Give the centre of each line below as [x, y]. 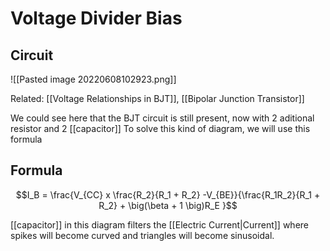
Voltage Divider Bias [96, 18]
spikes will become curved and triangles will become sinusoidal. [142, 235]
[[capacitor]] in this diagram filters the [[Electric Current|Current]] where [160, 224]
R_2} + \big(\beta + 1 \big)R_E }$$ [168, 205]
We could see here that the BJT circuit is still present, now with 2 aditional [162, 118]
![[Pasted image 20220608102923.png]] [93, 79]
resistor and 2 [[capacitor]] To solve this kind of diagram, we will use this [160, 128]
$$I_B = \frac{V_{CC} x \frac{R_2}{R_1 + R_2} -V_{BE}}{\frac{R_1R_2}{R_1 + [168, 194]
